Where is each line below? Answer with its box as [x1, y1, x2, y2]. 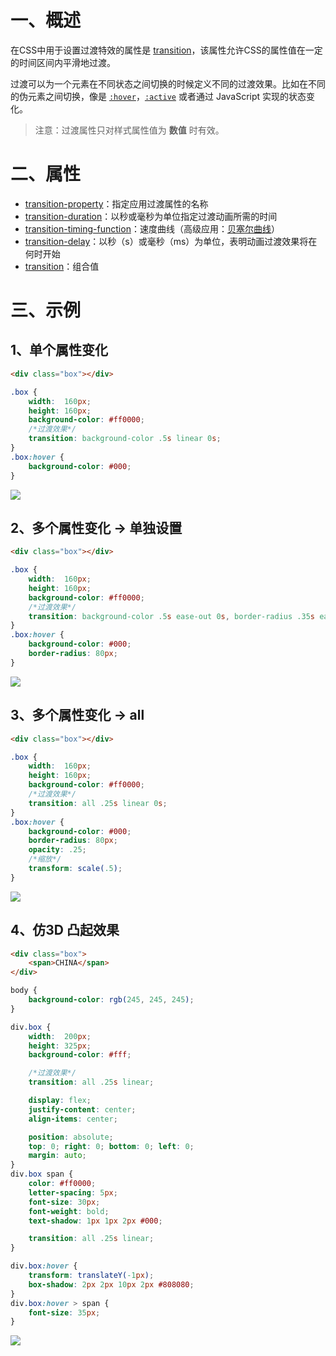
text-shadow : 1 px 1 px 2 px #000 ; [28, 1216, 163, 1226]
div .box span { [10, 1169, 74, 1180]
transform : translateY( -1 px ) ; [28, 1271, 155, 1281]
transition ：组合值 [24, 260, 100, 272]
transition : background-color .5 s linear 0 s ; [28, 434, 222, 444]
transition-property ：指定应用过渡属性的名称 [24, 197, 209, 210]
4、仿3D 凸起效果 [10, 922, 120, 939]
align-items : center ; [28, 1114, 118, 1124]
